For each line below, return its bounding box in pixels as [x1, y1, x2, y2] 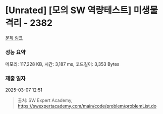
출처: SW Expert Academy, [17, 97, 73, 103]
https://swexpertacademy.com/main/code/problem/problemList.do [17, 103, 157, 109]
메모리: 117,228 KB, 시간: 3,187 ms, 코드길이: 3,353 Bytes [5, 61, 120, 67]
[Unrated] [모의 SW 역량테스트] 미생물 [5, 5, 158, 16]
